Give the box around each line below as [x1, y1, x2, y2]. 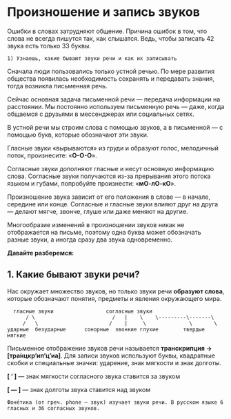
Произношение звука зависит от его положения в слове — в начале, [7, 193, 211, 201]
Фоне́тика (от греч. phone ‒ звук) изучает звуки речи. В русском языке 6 [7, 398, 224, 406]
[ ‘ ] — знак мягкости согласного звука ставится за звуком [7, 372, 181, 380]
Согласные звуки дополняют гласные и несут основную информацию [7, 164, 214, 173]
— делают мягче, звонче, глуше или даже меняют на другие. [7, 207, 188, 215]
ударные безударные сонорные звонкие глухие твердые [7, 326, 205, 333]
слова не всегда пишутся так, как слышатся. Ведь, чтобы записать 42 [7, 34, 214, 42]
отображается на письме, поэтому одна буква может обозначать [7, 228, 201, 236]
